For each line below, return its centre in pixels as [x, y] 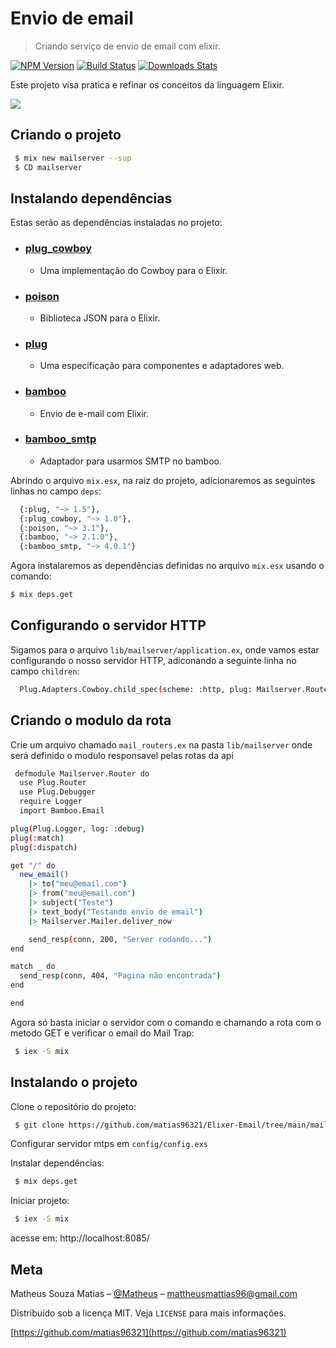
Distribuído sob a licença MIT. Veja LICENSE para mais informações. [148, 1313]
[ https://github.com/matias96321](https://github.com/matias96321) [148, 1333]
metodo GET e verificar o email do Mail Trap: [102, 1033]
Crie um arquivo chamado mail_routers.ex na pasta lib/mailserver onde [161, 744]
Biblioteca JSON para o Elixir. [100, 318]
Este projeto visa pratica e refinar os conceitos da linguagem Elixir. [147, 84]
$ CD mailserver [48, 167]
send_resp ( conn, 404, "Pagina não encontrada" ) [120, 976]
